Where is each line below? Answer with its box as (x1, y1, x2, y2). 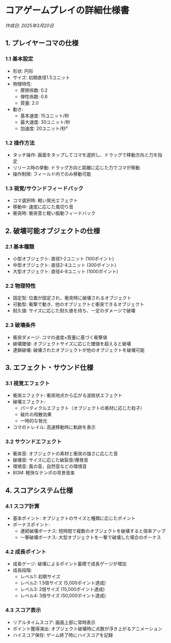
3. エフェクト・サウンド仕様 (5, 363, 94, 372)
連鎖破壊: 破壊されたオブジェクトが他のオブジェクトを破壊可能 (12, 347, 145, 353)
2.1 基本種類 (5, 243, 35, 250)
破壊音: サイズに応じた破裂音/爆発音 (12, 457, 89, 463)
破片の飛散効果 (20, 411, 52, 418)
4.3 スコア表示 (5, 607, 41, 614)
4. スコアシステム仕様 (5, 486, 73, 495)
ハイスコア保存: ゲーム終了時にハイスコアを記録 (12, 632, 113, 638)
